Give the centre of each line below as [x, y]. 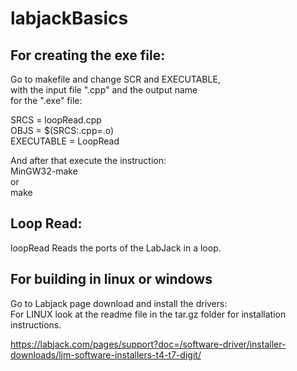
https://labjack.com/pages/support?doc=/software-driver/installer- [148, 344]
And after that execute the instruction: [88, 160]
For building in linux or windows [111, 279]
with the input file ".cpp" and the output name [104, 90]
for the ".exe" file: [46, 100]
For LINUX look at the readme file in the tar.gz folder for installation [148, 314]
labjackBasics [69, 18]
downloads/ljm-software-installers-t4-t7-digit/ [106, 354]
